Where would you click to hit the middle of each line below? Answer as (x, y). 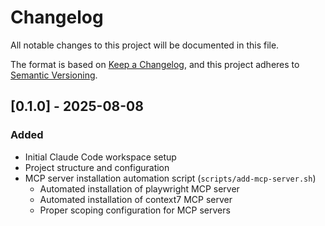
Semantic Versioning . (54, 75)
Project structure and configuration (97, 167)
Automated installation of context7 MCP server (136, 199)
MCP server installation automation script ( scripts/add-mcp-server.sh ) (170, 178)
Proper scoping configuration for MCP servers (135, 210)
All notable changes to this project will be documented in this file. (145, 45)
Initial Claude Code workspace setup (100, 157)
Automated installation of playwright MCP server (139, 188)
